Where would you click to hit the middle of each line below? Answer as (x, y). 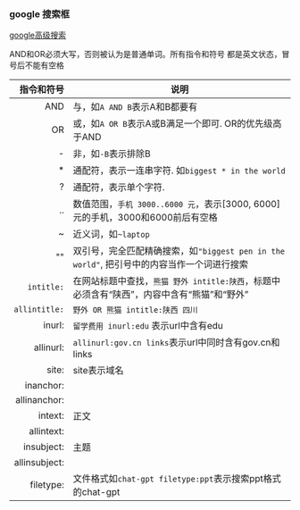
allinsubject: (39, 463)
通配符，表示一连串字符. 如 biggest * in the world (179, 171)
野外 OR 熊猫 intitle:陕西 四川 (135, 310)
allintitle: (39, 309)
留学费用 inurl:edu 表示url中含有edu (148, 326)
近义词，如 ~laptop (111, 234)
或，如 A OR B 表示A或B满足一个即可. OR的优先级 (173, 124)
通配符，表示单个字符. (119, 188)
